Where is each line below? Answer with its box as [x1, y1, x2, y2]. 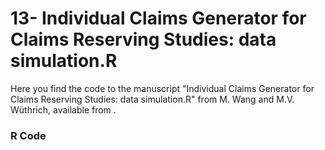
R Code [10, 128, 47, 142]
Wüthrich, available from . [10, 103, 117, 116]
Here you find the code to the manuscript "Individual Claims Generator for [10, 82, 315, 94]
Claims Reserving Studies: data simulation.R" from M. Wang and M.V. [10, 93, 295, 105]
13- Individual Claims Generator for [10, 7, 307, 30]
